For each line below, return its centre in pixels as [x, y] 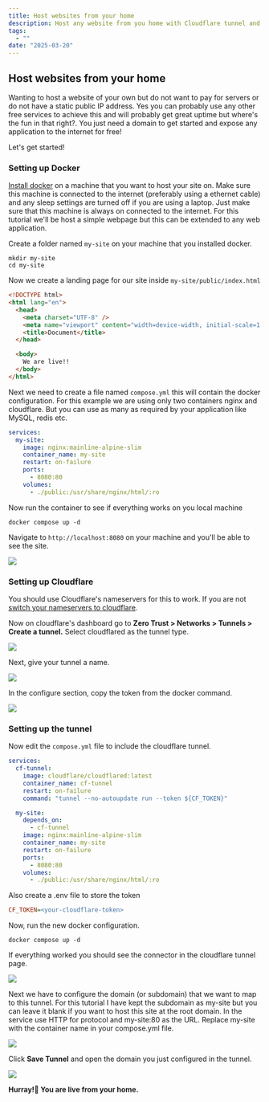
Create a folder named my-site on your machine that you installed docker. [130, 244]
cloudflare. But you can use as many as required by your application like [128, 409]
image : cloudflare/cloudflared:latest [88, 776]
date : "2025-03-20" [41, 46]
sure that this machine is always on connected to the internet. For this [124, 211]
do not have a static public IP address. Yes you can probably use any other [132, 106]
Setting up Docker [44, 168]
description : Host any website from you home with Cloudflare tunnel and [134, 23]
